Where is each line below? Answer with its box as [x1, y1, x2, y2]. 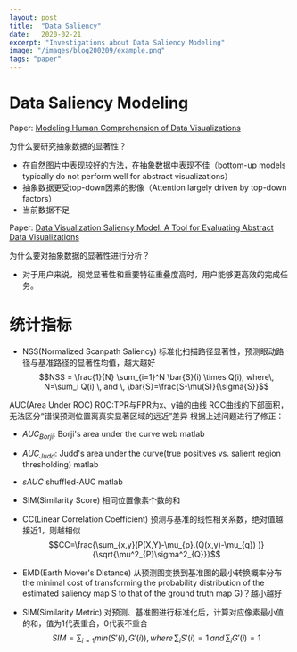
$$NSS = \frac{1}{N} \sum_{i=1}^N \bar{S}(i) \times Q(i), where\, [38, 371, 275, 382]
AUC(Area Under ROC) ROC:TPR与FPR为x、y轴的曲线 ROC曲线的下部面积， [9, 399, 289, 410]
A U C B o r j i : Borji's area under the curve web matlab [21, 428, 205, 442]
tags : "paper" [9, 54, 62, 63]
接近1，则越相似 [21, 525, 81, 536]
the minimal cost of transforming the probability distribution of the [21, 577, 265, 589]
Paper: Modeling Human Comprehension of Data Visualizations [9, 122, 241, 133]
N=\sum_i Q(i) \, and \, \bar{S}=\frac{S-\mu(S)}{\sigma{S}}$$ [44, 381, 269, 392]
